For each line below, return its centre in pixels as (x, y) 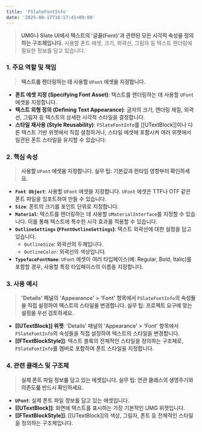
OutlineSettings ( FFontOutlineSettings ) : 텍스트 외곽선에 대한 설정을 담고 (103, 229)
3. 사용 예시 (22, 284)
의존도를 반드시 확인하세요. (52, 387)
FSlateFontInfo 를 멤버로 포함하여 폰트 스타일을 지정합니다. (84, 349)
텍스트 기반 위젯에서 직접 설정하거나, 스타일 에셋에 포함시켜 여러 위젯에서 (106, 132)
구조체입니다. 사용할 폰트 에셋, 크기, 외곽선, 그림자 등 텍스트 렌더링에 (112, 43)
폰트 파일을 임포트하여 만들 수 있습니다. (61, 199)
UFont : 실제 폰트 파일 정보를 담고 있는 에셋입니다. (72, 400)
